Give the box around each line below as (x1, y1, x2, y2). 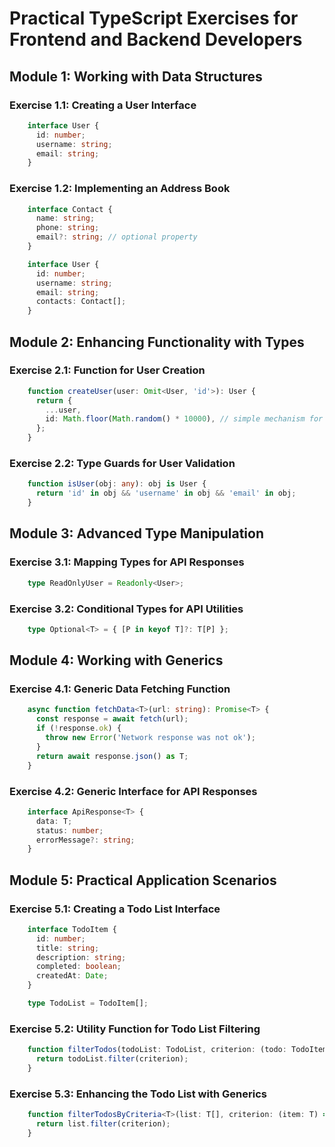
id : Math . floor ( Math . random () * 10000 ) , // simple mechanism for (45, 414, 324, 424)
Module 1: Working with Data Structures (9, 68, 263, 85)
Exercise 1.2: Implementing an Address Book (9, 182, 231, 196)
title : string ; (35, 943, 100, 953)
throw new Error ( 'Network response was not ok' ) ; (45, 733, 256, 743)
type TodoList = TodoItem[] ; (27, 998, 149, 1009)
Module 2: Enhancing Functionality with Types (9, 333, 305, 351)
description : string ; (35, 952, 127, 962)
